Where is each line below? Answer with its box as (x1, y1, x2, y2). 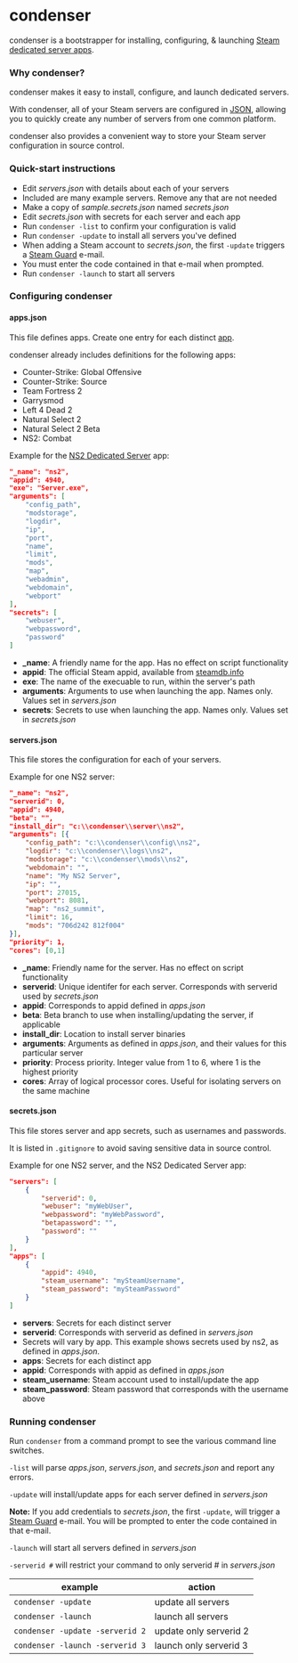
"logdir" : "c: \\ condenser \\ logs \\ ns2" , (25, 847, 173, 856)
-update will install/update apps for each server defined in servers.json (9, 1489, 269, 1500)
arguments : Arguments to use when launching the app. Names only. (21, 685, 273, 696)
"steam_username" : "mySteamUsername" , (41, 1276, 185, 1285)
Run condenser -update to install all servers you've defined (21, 230, 238, 240)
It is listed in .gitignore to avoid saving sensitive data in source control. (9, 1142, 272, 1154)
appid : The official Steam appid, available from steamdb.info (21, 666, 245, 677)
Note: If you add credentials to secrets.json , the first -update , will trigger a (9, 1506, 280, 1517)
